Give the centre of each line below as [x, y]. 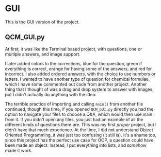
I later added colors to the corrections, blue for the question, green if [73, 63]
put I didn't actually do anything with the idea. [51, 94]
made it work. [19, 150]
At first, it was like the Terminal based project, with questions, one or [73, 49]
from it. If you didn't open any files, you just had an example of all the [74, 119]
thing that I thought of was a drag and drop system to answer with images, [79, 89]
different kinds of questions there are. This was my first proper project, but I [81, 124]
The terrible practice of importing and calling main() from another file [74, 104]
